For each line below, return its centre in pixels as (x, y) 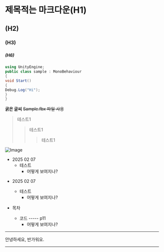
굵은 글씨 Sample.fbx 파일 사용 (35, 109)
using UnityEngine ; (25, 67)
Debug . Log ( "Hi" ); (23, 90)
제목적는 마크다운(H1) (46, 10)
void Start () (18, 81)
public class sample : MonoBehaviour (43, 72)
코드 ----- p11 (32, 218)
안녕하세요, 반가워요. (25, 239)
